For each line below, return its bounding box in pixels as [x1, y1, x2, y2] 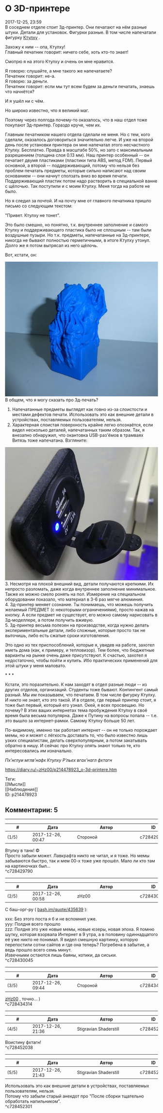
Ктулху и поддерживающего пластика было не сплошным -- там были [5, 227, 152, 233]
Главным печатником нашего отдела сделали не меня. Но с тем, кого [5, 131, 150, 137]
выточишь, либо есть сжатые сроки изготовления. [5, 633, 110, 639]
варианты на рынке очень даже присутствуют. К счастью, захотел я [5, 652, 147, 658]
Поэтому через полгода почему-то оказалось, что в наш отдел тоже [5, 117, 147, 123]
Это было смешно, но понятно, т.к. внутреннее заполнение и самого [5, 222, 148, 228]
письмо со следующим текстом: [5, 203, 73, 209]
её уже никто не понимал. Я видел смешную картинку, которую [5, 937, 138, 943]
